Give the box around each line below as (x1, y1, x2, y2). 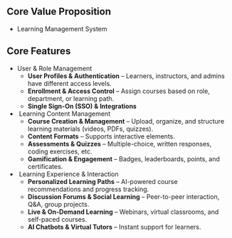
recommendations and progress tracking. (27, 185, 149, 193)
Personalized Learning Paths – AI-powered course (27, 177, 179, 185)
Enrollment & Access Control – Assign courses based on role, (27, 87, 211, 95)
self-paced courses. (27, 215, 87, 223)
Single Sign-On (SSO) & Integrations (27, 102, 137, 110)
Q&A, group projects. (27, 200, 90, 208)
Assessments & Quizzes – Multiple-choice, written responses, (27, 139, 212, 148)
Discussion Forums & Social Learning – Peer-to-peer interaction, (27, 192, 220, 201)
